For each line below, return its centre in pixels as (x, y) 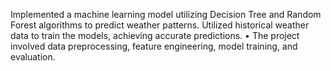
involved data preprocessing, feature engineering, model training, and (154, 46)
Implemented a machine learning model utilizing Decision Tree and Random (166, 14)
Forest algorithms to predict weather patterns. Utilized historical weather (160, 25)
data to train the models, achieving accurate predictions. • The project (155, 35)
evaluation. (33, 57)
